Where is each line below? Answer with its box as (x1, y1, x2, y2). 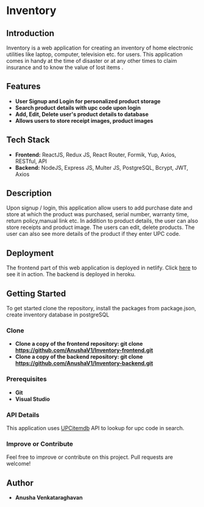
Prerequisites (6, 375, 47, 384)
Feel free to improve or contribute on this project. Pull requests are (6, 453, 174, 461)
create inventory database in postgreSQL (6, 311, 110, 318)
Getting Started (6, 288, 66, 299)
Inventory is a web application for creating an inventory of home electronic (6, 44, 194, 51)
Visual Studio (15, 395, 51, 403)
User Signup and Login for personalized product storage (15, 97, 161, 104)
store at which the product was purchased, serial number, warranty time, (6, 211, 189, 218)
